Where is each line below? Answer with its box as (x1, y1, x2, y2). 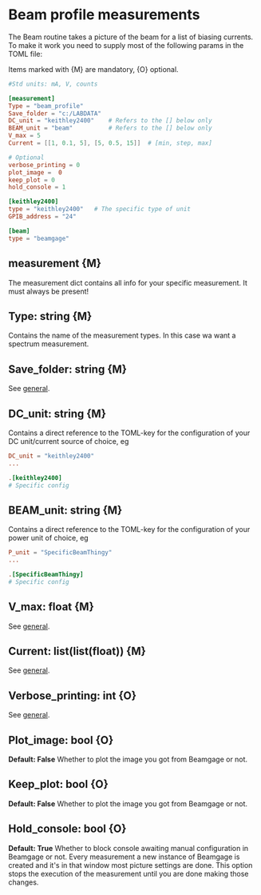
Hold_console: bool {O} (8, 822, 127, 836)
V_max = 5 (8, 132, 42, 140)
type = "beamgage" (8, 234, 69, 242)
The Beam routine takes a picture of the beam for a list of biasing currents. (8, 32, 254, 42)
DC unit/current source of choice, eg (8, 436, 129, 446)
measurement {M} (8, 257, 102, 270)
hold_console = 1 (8, 183, 66, 191)
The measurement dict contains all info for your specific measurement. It (8, 278, 247, 287)
